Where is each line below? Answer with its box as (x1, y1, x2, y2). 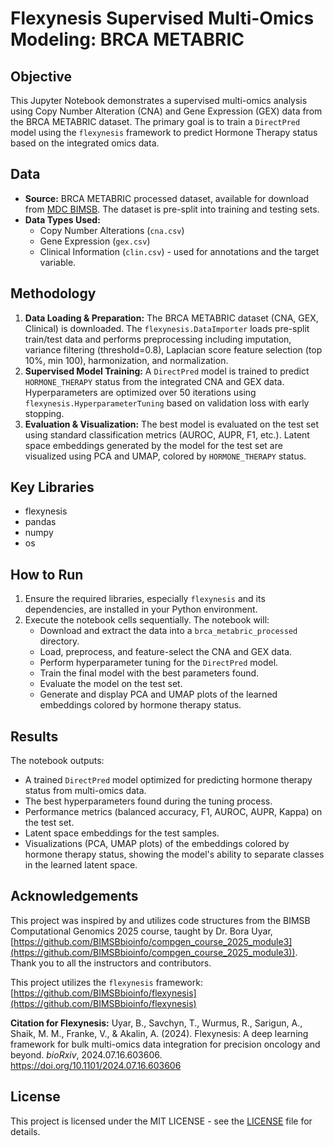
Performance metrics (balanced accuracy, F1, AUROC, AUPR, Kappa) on (24, 806, 323, 818)
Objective (10, 68, 73, 85)
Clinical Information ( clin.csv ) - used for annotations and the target (39, 245, 320, 257)
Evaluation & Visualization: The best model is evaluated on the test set (24, 418, 319, 430)
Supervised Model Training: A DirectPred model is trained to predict (24, 365, 310, 377)
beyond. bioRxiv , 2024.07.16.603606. (10, 1048, 163, 1061)
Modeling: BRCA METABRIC (10, 28, 245, 51)
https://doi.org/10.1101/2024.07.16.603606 (10, 1059, 182, 1071)
